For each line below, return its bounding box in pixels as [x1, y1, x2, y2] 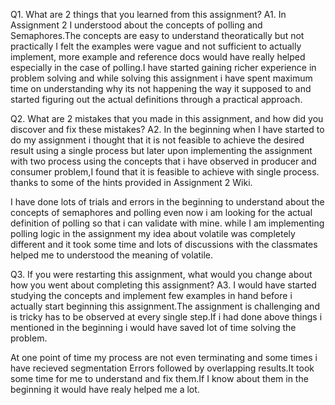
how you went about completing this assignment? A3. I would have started [10, 279, 317, 291]
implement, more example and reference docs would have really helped [10, 51, 306, 63]
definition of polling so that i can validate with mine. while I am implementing [10, 217, 325, 229]
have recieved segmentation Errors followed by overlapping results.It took [10, 362, 315, 374]
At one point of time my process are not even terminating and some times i [10, 352, 318, 363]
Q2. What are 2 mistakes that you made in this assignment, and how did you [10, 113, 324, 124]
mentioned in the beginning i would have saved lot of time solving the [10, 322, 297, 333]
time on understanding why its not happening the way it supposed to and [10, 83, 312, 94]
